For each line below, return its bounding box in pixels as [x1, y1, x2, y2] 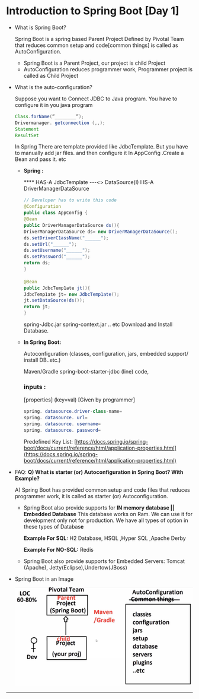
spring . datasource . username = [23, 421, 101, 427]
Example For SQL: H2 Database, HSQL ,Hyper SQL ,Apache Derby [23, 534, 187, 542]
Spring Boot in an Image [14, 575, 74, 583]
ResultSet [14, 132, 40, 138]
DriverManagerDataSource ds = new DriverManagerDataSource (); [23, 229, 178, 235]
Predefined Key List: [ [23, 438, 76, 445]
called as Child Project [23, 72, 79, 79]
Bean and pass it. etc [14, 156, 66, 163]
